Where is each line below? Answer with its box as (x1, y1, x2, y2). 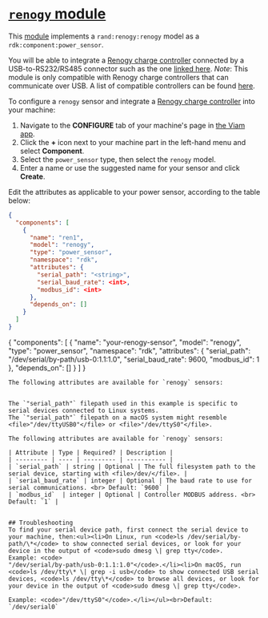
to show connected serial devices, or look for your (62, 539, 242, 547)
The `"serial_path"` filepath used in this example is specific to (8, 399, 238, 407)
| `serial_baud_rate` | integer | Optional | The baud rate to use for (8, 476, 252, 485)
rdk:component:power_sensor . (8, 39, 104, 49)
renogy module (8, 5, 106, 23)
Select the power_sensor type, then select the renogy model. (19, 154, 216, 164)
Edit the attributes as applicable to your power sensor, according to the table (8, 187, 261, 196)
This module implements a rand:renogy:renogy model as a (8, 31, 200, 41)
